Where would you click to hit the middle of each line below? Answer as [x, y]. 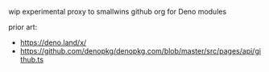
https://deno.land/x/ [53, 42]
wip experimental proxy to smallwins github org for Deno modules [118, 12]
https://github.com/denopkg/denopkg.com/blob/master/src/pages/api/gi [141, 51]
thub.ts [32, 60]
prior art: [23, 27]
